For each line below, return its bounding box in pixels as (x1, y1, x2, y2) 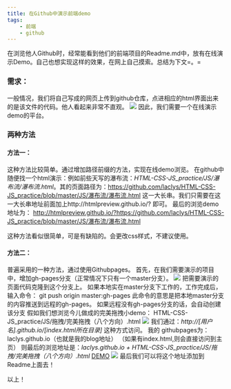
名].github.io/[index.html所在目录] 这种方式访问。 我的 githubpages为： (7, 325, 210, 334)
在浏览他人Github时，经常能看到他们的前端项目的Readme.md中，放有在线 (7, 49, 217, 57)
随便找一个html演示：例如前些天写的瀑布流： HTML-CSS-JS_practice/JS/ (7, 173, 214, 182)
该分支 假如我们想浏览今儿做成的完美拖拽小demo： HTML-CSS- (7, 308, 188, 316)
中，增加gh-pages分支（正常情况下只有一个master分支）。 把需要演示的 (7, 274, 219, 282)
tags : (7, 17, 23, 23)
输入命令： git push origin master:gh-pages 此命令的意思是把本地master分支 (7, 291, 225, 299)
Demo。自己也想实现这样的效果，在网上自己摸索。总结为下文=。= (12, 58, 201, 66)
